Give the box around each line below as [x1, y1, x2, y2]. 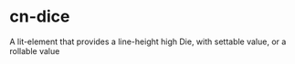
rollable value [9, 45, 60, 56]
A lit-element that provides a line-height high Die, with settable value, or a [9, 36, 287, 47]
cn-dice [9, 6, 70, 27]
